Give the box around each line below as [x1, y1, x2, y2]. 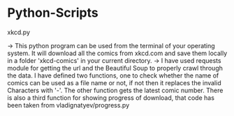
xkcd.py [7, 28, 30, 36]
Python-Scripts [7, 5, 99, 21]
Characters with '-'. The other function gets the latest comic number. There [7, 86, 224, 94]
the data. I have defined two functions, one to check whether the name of [7, 71, 219, 80]
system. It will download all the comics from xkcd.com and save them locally [7, 49, 228, 57]
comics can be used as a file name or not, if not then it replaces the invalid [7, 78, 221, 87]
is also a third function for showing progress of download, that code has [7, 93, 215, 102]
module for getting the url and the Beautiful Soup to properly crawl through [7, 64, 224, 72]
